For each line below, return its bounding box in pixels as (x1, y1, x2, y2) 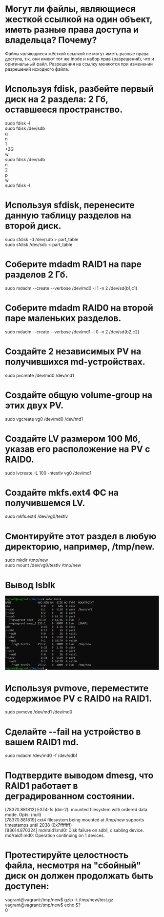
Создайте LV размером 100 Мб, (5, 433, 141, 444)
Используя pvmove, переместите (5, 682, 149, 693)
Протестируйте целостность (5, 850, 129, 861)
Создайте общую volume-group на (5, 389, 153, 401)
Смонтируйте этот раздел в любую (5, 530, 157, 542)
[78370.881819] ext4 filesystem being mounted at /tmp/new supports (5, 817, 144, 823)
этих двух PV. (5, 400, 64, 411)
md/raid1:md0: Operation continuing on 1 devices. (5, 833, 105, 838)
